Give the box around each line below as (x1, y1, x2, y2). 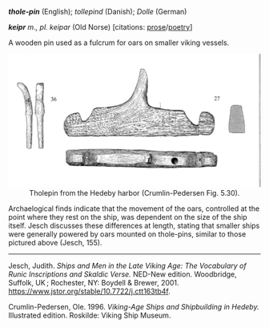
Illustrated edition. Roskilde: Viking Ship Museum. (8, 310, 171, 320)
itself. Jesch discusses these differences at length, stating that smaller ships (8, 221, 260, 231)
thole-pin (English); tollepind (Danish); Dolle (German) (8, 7, 187, 16)
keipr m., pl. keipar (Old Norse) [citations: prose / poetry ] (8, 22, 193, 31)
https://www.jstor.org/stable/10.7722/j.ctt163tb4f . (8, 286, 171, 296)
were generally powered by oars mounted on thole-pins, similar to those (8, 229, 247, 239)
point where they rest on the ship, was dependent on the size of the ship (8, 213, 247, 222)
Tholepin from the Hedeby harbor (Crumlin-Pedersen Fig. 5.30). (29, 188, 240, 198)
